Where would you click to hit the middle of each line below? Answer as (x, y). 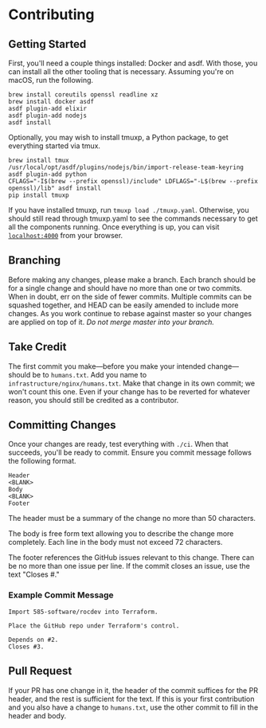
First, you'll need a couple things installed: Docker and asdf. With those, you (133, 63)
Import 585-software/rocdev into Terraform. (83, 612)
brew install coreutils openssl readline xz (83, 95)
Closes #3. (26, 647)
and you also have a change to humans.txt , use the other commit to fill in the (133, 707)
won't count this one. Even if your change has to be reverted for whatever (129, 391)
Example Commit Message (61, 595)
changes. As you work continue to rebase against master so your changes (130, 313)
